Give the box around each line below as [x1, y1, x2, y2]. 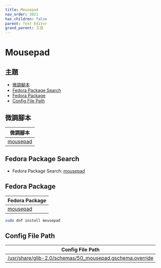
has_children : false [5, 16, 48, 21]
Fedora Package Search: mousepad [12, 168, 85, 174]
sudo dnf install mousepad [5, 218, 61, 223]
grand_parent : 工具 [5, 26, 44, 31]
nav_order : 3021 [5, 12, 38, 17]
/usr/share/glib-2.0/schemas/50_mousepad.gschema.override [7, 255, 154, 262]
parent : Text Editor [5, 21, 48, 26]
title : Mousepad [5, 7, 38, 12]
